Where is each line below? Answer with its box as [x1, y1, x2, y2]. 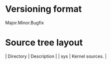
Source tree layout [5, 37, 83, 48]
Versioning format [5, 3, 82, 15]
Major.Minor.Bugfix [5, 20, 44, 26]
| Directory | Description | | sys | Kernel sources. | [5, 53, 107, 59]
